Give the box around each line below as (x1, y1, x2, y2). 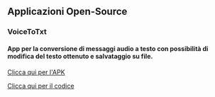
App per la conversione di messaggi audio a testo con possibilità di (7, 44, 209, 52)
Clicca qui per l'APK (7, 67, 65, 76)
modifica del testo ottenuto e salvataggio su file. (7, 52, 153, 60)
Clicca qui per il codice (7, 81, 75, 90)
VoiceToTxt (7, 27, 48, 37)
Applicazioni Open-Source (7, 6, 128, 18)
